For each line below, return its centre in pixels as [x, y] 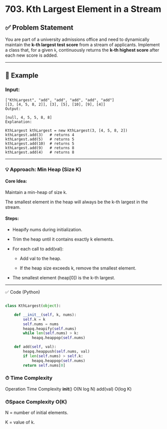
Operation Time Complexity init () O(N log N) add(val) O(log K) [68, 389]
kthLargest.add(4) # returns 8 [40, 152]
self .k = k [34, 319]
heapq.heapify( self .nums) [50, 329]
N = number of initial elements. [37, 413]
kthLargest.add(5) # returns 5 [40, 139]
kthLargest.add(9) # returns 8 [40, 148]
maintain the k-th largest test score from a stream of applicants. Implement [83, 45]
